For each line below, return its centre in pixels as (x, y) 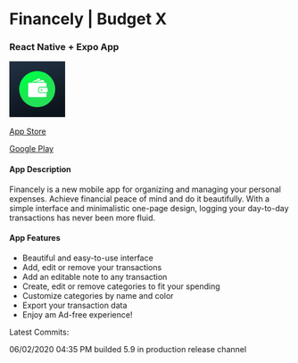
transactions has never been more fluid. (83, 218)
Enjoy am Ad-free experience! (77, 314)
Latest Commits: (39, 332)
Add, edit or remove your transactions (92, 267)
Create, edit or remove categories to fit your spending (121, 286)
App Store (28, 132)
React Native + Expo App (64, 47)
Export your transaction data (74, 305)
